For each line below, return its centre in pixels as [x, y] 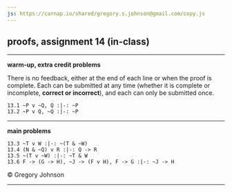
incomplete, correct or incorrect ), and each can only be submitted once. [111, 93]
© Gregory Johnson [36, 175]
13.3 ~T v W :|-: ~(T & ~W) [48, 144]
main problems [29, 131]
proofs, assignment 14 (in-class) [78, 42]
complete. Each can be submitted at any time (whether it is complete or [109, 86]
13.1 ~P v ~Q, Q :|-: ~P [43, 106]
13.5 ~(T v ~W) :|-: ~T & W [48, 156]
